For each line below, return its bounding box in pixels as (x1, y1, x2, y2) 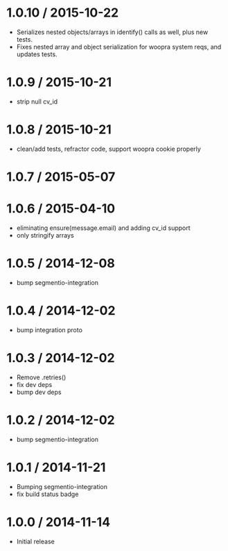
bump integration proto (16, 325, 82, 334)
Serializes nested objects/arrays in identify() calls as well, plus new (16, 28, 209, 36)
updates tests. (16, 50, 58, 58)
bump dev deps (16, 388, 62, 396)
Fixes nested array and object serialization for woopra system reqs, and (16, 42, 222, 51)
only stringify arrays (16, 231, 74, 239)
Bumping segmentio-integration (16, 482, 108, 491)
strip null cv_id (16, 97, 58, 106)
